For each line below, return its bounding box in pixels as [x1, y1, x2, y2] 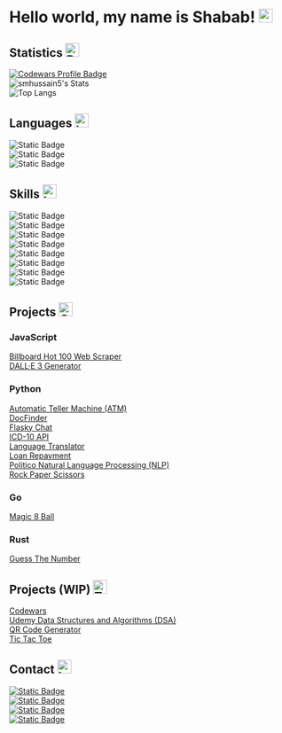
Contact [9, 662, 55, 677]
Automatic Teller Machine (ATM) [9, 402, 127, 414]
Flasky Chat [9, 422, 53, 433]
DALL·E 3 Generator [9, 361, 82, 371]
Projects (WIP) [9, 581, 91, 597]
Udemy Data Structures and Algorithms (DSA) [9, 615, 176, 626]
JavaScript [9, 331, 58, 343]
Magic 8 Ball [9, 511, 55, 521]
